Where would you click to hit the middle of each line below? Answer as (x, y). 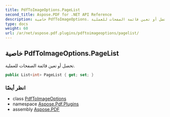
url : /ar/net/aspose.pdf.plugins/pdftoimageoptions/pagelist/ (72, 33)
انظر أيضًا (15, 87)
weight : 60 (17, 29)
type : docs (17, 24)
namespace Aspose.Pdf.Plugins (46, 104)
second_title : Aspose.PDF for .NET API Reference (59, 15)
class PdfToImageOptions (39, 98)
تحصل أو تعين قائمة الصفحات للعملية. (40, 65)
